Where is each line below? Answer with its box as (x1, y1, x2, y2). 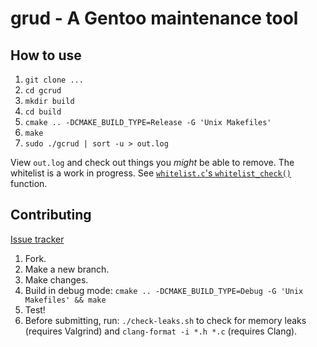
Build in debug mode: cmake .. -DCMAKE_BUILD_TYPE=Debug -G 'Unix (24, 284, 304, 296)
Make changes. (24, 273, 89, 286)
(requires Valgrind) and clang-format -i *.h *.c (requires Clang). (24, 325, 298, 337)
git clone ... (24, 75, 84, 85)
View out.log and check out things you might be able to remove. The (10, 157, 295, 168)
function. (10, 178, 48, 189)
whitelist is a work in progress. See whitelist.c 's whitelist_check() (10, 167, 292, 179)
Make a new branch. (24, 263, 110, 275)
